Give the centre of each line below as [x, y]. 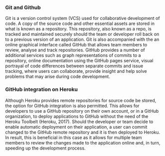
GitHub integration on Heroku [42, 90]
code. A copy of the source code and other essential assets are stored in [80, 23]
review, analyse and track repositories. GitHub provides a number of [75, 50]
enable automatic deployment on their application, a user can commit [76, 127]
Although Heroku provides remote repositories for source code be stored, [81, 100]
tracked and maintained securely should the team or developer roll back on [82, 34]
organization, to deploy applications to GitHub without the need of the [77, 116]
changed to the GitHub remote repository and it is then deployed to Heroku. [83, 132]
